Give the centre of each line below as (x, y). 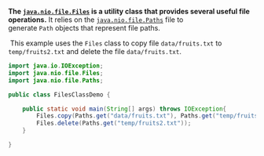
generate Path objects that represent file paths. (84, 28)
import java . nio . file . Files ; (56, 73)
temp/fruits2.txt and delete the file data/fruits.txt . (95, 51)
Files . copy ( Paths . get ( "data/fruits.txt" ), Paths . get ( (126, 116)
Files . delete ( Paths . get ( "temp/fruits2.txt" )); (114, 123)
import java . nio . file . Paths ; (56, 80)
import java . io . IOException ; (56, 66)
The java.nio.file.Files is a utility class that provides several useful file (129, 11)
